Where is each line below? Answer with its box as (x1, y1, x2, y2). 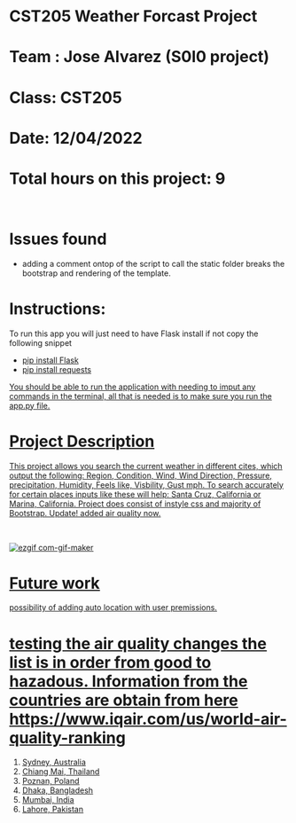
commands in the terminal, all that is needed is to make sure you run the (9, 390, 273, 401)
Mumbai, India (21, 795, 74, 805)
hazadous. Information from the (9, 671, 248, 691)
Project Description (9, 431, 155, 451)
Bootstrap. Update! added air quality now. (9, 507, 161, 518)
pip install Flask (21, 355, 80, 365)
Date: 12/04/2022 (9, 128, 144, 148)
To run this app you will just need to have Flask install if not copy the (9, 328, 259, 339)
